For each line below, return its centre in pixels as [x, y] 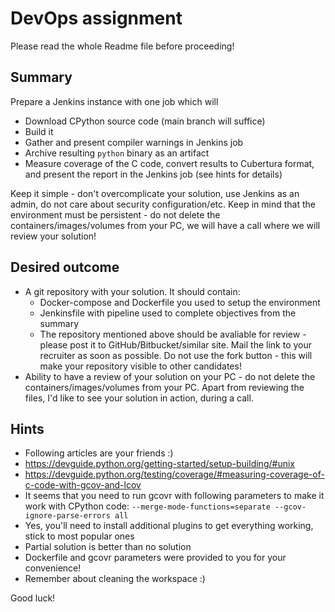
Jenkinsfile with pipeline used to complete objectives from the [168, 313]
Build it [39, 131]
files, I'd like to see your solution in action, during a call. [139, 398]
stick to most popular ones [79, 536]
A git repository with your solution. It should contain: [132, 291]
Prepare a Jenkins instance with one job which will [114, 101]
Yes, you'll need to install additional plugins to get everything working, [169, 526]
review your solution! [53, 236]
